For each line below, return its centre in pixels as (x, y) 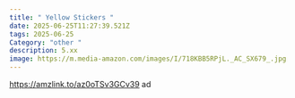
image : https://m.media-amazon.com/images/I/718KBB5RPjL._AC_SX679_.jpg (148, 59)
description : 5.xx (43, 51)
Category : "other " (46, 42)
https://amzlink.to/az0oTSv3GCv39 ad (80, 84)
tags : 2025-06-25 (42, 34)
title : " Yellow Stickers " (62, 17)
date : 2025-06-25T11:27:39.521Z (69, 26)
